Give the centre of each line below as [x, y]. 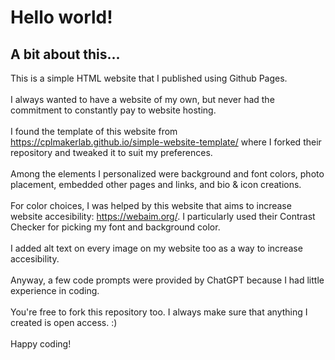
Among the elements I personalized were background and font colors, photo [167, 174]
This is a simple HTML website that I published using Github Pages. [149, 78]
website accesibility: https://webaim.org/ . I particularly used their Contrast [163, 216]
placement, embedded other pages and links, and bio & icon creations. [156, 184]
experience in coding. [55, 290]
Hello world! [61, 17]
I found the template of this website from [94, 131]
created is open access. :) [64, 322]
